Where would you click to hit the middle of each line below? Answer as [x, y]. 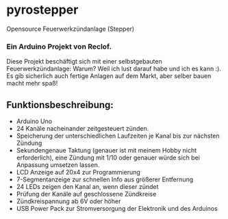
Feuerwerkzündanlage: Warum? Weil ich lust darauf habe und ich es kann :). [114, 69]
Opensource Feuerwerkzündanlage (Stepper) [71, 29]
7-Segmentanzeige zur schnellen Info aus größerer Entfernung [105, 179]
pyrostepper [42, 10]
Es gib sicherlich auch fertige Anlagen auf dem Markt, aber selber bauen [109, 76]
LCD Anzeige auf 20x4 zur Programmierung [78, 172]
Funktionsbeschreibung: [60, 105]
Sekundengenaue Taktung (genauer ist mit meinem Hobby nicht [106, 151]
